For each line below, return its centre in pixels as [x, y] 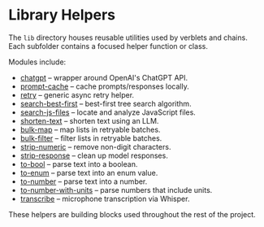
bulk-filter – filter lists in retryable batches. [91, 138]
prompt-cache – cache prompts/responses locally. [104, 86]
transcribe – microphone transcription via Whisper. [105, 199]
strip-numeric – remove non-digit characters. [95, 146]
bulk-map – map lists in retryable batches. [90, 129]
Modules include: [37, 62]
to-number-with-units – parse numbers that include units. [116, 190]
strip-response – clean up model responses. [94, 155]
